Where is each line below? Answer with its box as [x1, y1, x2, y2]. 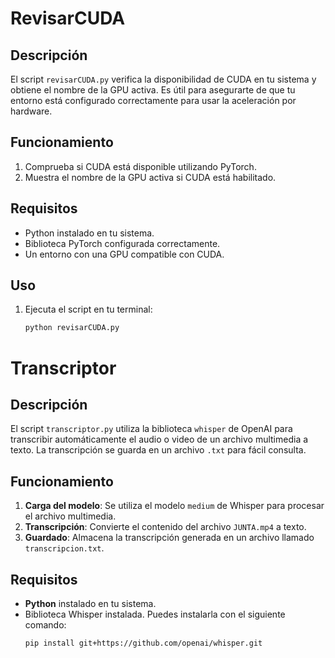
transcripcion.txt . [24, 542, 105, 554]
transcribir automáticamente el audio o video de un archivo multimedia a [10, 433, 309, 446]
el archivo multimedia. [24, 510, 117, 522]
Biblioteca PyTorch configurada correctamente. [24, 237, 221, 249]
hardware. [10, 105, 53, 117]
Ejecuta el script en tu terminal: [24, 303, 153, 316]
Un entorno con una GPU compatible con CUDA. [24, 248, 225, 260]
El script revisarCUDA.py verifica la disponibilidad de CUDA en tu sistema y [10, 73, 317, 85]
